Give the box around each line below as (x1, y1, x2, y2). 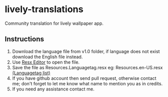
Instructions (5, 35, 44, 43)
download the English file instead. (12, 54, 83, 60)
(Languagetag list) (12, 70, 51, 76)
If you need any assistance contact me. (12, 86, 95, 92)
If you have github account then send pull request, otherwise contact (12, 75, 157, 81)
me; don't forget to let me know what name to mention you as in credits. (12, 80, 163, 86)
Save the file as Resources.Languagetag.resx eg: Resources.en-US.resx (12, 64, 163, 70)
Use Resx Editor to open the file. (12, 59, 80, 65)
